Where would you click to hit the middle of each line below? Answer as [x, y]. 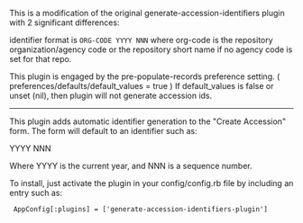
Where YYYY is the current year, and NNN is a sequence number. [131, 166]
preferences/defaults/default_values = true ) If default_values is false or [142, 86]
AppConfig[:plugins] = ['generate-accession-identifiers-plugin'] [141, 210]
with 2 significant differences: [64, 22]
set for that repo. [41, 59]
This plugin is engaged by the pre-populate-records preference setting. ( [145, 76]
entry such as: [36, 193]
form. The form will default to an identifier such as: [103, 131]
